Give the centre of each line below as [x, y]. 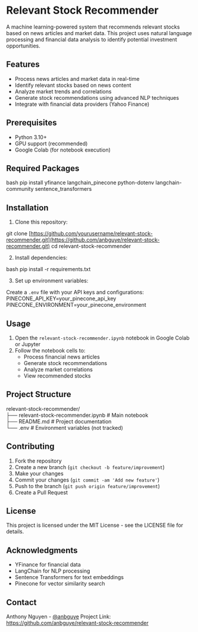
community [20, 189]
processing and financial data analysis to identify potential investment [92, 39]
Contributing [30, 447]
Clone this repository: [41, 222]
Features [23, 65]
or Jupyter [27, 344]
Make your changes [39, 473]
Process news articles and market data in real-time [77, 78]
